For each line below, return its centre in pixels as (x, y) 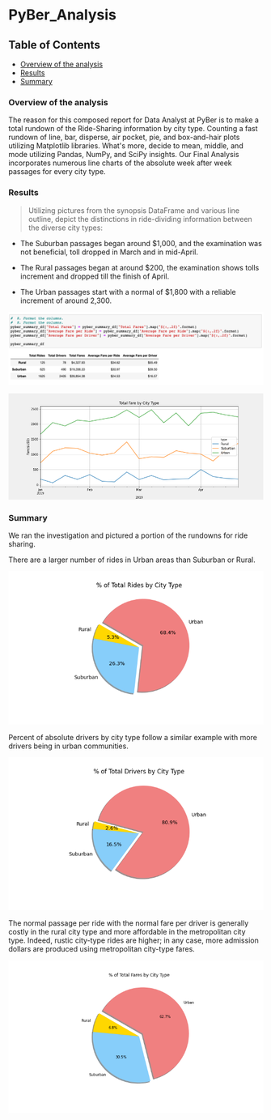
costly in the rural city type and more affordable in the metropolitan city (127, 932)
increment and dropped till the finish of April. (95, 276)
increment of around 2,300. (66, 300)
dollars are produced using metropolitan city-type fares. (102, 949)
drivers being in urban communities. (69, 746)
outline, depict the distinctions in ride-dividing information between (140, 219)
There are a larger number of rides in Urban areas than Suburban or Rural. (132, 560)
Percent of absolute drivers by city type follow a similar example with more (133, 737)
